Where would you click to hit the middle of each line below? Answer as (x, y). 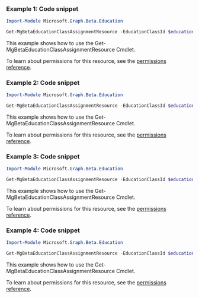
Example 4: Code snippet (43, 230)
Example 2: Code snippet (43, 83)
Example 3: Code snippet (43, 157)
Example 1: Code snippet (42, 9)
